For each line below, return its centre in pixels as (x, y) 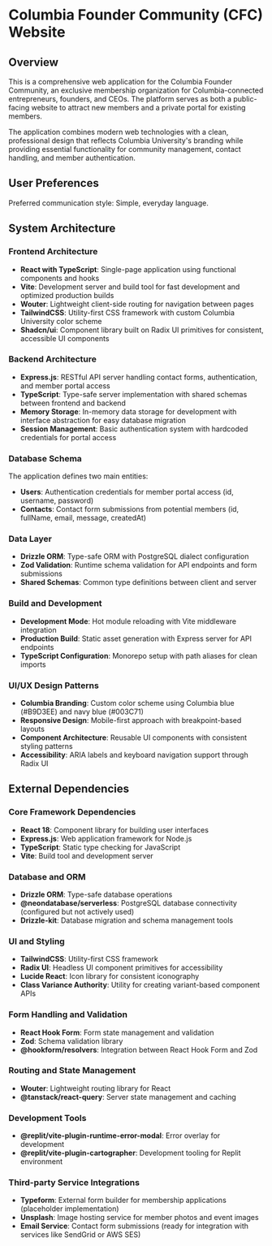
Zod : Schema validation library (71, 1040)
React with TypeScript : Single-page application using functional (128, 269)
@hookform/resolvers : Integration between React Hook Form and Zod (139, 1049)
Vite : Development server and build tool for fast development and (130, 287)
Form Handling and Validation (68, 1015)
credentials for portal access (68, 437)
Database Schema (45, 458)
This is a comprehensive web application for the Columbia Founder (121, 82)
